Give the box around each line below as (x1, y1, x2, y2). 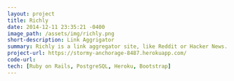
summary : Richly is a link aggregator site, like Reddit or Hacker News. (7, 43, 228, 50)
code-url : (7, 56, 37, 63)
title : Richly (7, 17, 49, 24)
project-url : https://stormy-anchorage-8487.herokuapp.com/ (7, 50, 188, 57)
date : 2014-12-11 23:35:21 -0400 (7, 23, 105, 30)
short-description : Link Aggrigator (7, 37, 115, 44)
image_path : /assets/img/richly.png (7, 30, 115, 37)
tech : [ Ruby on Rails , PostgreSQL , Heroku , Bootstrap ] (7, 63, 171, 70)
